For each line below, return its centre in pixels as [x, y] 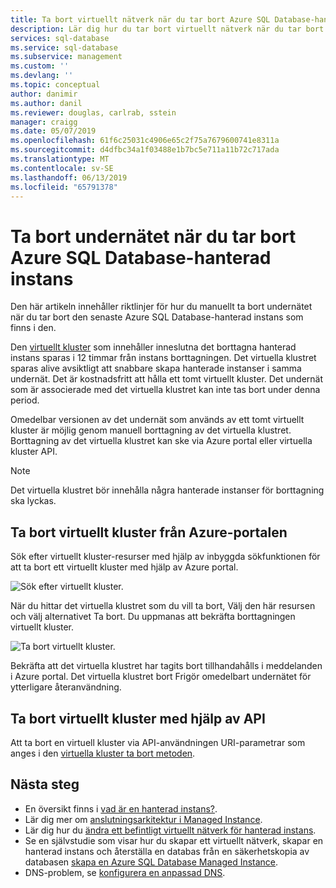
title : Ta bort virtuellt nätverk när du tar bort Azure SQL [140, 19]
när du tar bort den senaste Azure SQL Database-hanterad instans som [157, 317]
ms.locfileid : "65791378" [64, 187]
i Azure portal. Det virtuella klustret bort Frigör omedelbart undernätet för [161, 677]
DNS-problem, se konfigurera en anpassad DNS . [125, 872]
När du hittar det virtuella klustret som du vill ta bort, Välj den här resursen [163, 606]
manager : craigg [44, 122]
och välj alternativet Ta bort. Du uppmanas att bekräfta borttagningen [153, 617]
